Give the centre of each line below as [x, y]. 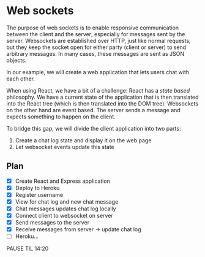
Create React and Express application [62, 181]
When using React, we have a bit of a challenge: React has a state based [98, 90]
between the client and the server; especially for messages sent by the [96, 34]
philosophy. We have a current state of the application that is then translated [102, 97]
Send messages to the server [52, 223]
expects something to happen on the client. [61, 117]
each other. [21, 79]
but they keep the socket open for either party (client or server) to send [96, 47]
